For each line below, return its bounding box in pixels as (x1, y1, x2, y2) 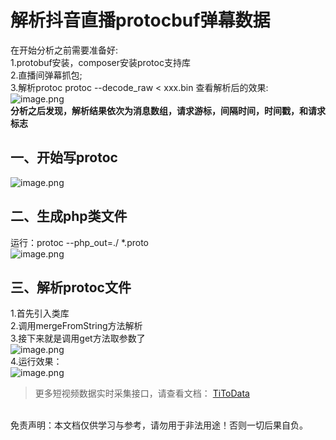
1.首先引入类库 (10, 307, 70, 320)
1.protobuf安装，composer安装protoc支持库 (10, 56, 191, 68)
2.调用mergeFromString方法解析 (10, 320, 143, 332)
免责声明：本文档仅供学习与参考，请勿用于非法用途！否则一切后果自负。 (10, 419, 308, 431)
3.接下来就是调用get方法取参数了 (10, 332, 146, 345)
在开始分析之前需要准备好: (10, 44, 119, 56)
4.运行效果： (10, 356, 63, 368)
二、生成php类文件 (10, 208, 128, 225)
